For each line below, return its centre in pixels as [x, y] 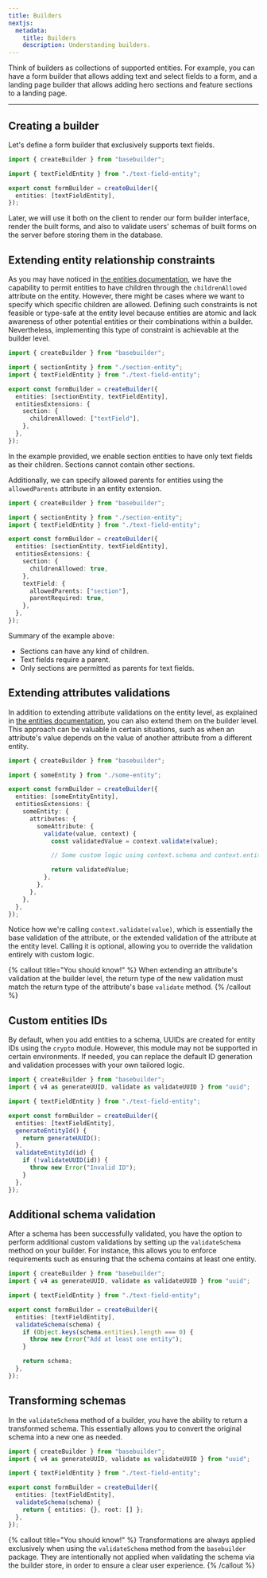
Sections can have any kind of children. [84, 651]
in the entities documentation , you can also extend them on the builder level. [133, 720]
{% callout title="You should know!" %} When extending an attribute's [123, 970]
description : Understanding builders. [87, 45]
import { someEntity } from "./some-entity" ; [85, 775]
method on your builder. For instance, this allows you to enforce [112, 1251]
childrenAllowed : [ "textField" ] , [85, 419]
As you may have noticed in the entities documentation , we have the [120, 279]
